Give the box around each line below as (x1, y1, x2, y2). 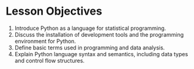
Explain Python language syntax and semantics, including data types (14, 50, 188, 57)
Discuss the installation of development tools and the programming (14, 31, 184, 38)
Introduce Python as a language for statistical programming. (14, 24, 166, 32)
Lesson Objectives (6, 4, 102, 18)
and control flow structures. (14, 57, 85, 64)
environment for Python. (14, 37, 76, 45)
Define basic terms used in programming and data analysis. (14, 44, 165, 51)
